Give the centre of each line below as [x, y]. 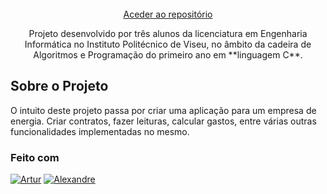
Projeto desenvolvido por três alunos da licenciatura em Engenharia [168, 33]
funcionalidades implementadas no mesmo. [100, 131]
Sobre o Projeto [59, 86]
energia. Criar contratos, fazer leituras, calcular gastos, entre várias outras [163, 121]
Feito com [35, 157]
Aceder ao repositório [168, 14]
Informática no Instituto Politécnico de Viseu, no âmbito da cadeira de [168, 44]
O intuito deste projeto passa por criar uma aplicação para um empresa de [163, 110]
